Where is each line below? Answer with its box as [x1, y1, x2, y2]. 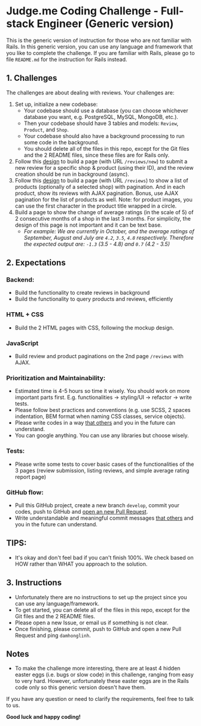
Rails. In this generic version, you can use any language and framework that [6, 43, 193, 50]
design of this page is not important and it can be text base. [14, 221, 163, 228]
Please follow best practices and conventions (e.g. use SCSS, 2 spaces [14, 407, 191, 414]
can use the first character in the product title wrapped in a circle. [14, 202, 177, 209]
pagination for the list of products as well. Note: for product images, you [14, 196, 193, 203]
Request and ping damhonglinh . [14, 632, 91, 639]
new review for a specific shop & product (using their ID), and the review [14, 164, 194, 171]
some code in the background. [23, 139, 100, 146]
